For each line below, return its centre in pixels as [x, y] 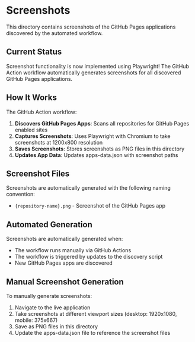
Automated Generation [49, 225]
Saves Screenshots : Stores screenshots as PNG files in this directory [100, 149]
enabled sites [31, 130]
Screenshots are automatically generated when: [65, 239]
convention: [21, 194]
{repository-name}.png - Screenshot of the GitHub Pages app [90, 206]
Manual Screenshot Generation [65, 282]
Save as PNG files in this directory [56, 327]
